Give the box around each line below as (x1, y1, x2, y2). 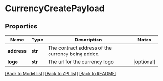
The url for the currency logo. (48, 58, 115, 65)
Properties (5, 22, 38, 30)
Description (74, 37, 102, 43)
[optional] (133, 58, 156, 65)
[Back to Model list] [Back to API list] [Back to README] (5, 71, 116, 76)
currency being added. (48, 51, 100, 57)
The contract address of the (48, 44, 112, 51)
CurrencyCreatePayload (5, 3, 105, 14)
